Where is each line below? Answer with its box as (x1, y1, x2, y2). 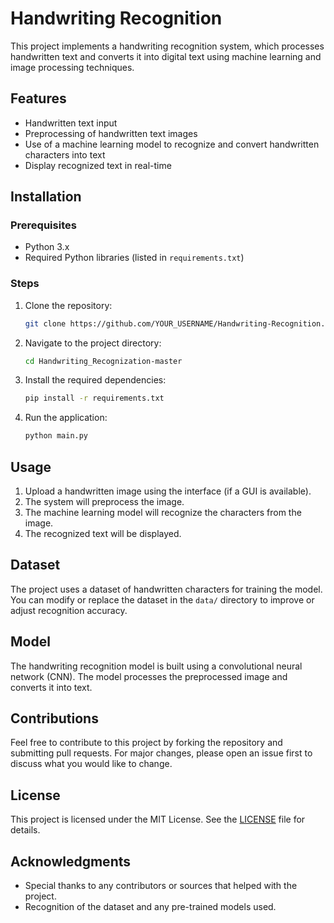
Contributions (10, 710, 99, 727)
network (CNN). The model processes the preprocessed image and (10, 670, 288, 682)
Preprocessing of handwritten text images (24, 127, 198, 139)
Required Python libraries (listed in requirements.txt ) (24, 252, 245, 264)
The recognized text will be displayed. (24, 528, 182, 540)
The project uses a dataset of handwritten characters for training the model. (10, 583, 323, 595)
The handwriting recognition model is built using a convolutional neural (10, 660, 303, 672)
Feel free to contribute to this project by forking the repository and (10, 737, 283, 749)
